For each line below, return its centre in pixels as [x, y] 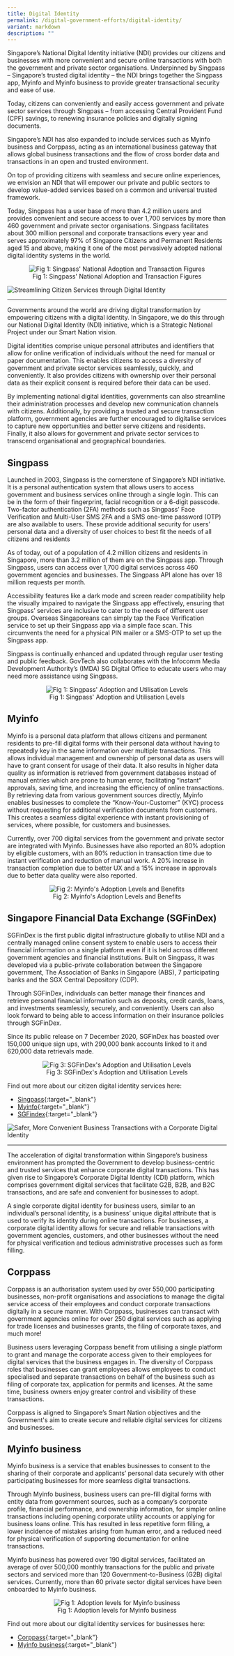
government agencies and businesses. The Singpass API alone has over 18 [115, 575]
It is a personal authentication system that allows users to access [101, 487]
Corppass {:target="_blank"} [57, 1637]
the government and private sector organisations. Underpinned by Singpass [116, 68]
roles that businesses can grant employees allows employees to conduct [111, 1369]
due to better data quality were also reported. [72, 875]
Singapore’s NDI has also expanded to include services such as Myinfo [109, 140]
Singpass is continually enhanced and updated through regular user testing [115, 654]
